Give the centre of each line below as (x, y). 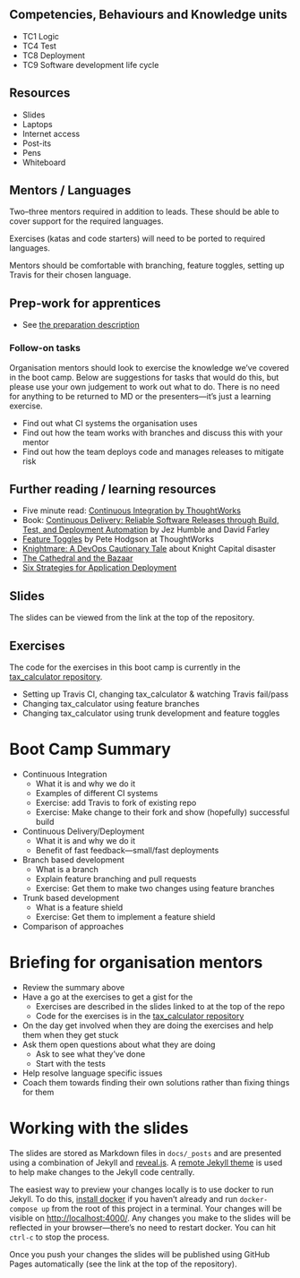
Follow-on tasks (45, 348)
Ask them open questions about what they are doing (119, 1044)
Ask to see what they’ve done (90, 1054)
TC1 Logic (41, 36)
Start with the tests (70, 1063)
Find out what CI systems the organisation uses (110, 423)
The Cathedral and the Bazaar (77, 558)
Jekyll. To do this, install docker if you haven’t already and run (124, 1198)
